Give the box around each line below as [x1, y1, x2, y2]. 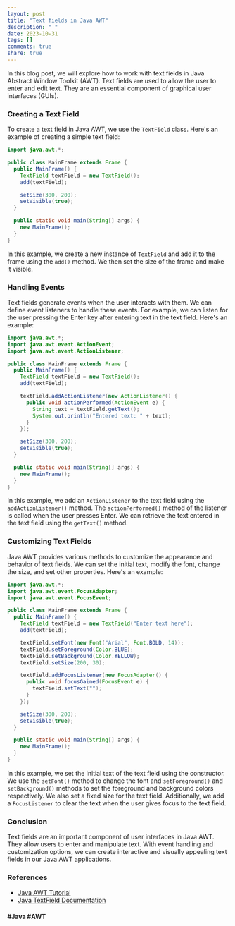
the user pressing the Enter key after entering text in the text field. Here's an [7, 313, 228, 322]
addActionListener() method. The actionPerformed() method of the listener [7, 504, 227, 512]
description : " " [7, 23, 58, 30]
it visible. [7, 264, 34, 273]
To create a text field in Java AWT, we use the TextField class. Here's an [7, 125, 218, 134]
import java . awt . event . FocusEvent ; [7, 594, 112, 602]
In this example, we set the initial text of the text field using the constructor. [7, 769, 225, 777]
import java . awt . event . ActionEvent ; [7, 341, 115, 348]
